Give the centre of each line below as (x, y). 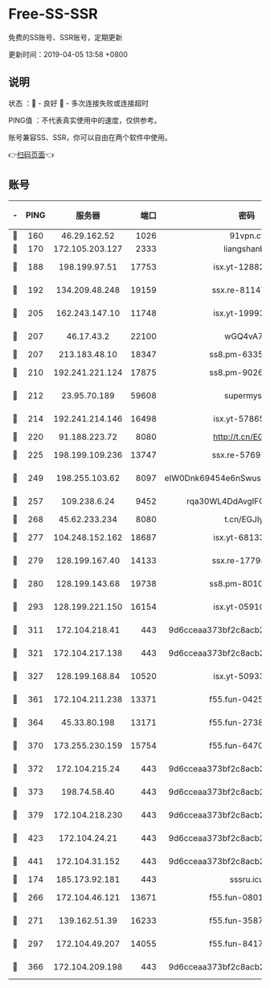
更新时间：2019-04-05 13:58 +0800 (68, 54)
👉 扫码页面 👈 (31, 154)
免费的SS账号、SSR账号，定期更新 (65, 37)
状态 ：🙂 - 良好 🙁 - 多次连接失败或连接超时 (78, 103)
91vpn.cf (247, 236)
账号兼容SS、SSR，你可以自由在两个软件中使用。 (90, 137)
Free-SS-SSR (53, 14)
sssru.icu (247, 879)
